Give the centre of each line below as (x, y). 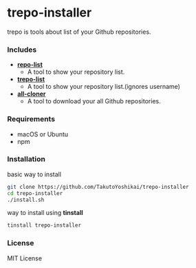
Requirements (31, 119)
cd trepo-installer (35, 193)
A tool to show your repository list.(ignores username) (104, 87)
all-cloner (31, 94)
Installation (26, 159)
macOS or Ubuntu (43, 134)
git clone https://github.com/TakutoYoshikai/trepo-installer (98, 187)
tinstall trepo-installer (44, 225)
